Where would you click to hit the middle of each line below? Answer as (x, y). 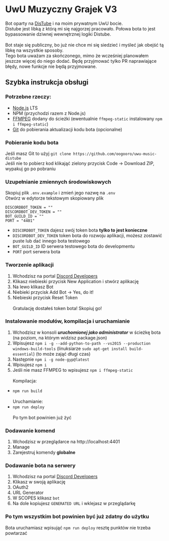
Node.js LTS (25, 108)
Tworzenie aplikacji (30, 265)
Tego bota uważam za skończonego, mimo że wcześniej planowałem (77, 55)
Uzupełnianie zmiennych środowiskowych (58, 182)
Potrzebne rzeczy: (28, 97)
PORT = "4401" (20, 221)
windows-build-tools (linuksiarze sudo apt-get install (70, 349)
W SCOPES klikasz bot (36, 498)
